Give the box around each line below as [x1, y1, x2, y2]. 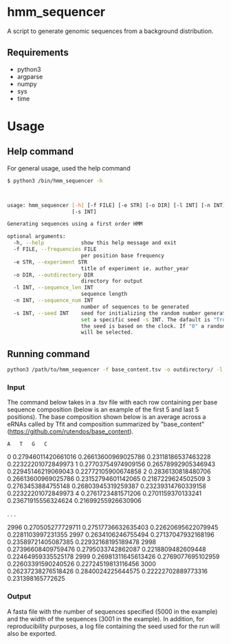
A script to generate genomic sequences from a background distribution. [7, 27, 214, 35]
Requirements [7, 47, 69, 58]
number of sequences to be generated [80, 303, 189, 310]
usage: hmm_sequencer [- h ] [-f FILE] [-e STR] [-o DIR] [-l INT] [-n [7, 202, 211, 208]
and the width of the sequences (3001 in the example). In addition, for [7, 614, 205, 623]
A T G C [7, 441, 48, 448]
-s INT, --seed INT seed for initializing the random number [13, 310, 201, 316]
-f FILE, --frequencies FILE [13, 246, 97, 253]
